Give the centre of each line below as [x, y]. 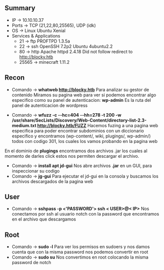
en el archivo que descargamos [44, 219]
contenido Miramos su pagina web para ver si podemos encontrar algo [84, 95]
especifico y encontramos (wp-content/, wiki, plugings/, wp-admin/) [81, 136]
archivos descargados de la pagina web [52, 181]
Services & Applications [36, 36]
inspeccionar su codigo [36, 171]
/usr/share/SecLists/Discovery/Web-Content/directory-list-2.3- [79, 120]
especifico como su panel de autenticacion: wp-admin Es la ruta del [81, 100]
